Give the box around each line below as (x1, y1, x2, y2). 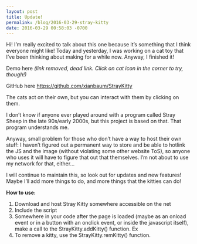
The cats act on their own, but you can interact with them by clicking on (6, 94, 179, 101)
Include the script (14, 206, 57, 214)
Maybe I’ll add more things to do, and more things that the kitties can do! (6, 178, 182, 185)
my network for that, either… (6, 160, 75, 167)
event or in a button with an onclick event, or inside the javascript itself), (14, 219, 189, 226)
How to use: (6, 189, 36, 196)
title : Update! (6, 14, 43, 20)
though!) (6, 71, 27, 78)
